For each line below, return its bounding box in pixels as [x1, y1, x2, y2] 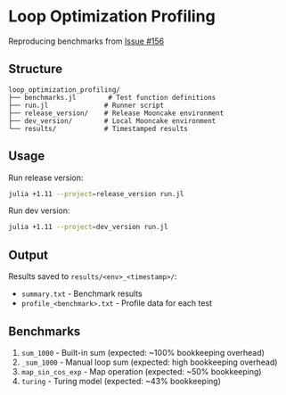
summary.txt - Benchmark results [20, 288, 143, 300]
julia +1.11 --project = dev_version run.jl [8, 223, 168, 232]
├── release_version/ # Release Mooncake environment [8, 109, 225, 118]
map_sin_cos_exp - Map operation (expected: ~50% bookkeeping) [20, 366, 262, 376]
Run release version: [8, 172, 84, 183]
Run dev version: [8, 205, 70, 216]
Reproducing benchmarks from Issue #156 [8, 36, 165, 46]
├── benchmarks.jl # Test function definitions [8, 93, 217, 102]
